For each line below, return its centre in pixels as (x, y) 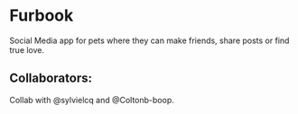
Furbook (42, 16)
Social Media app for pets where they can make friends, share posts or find (149, 40)
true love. (27, 49)
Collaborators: (51, 79)
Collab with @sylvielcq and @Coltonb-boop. (92, 100)
